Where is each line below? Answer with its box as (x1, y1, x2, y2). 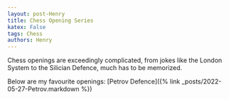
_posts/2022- (181, 77, 222, 86)
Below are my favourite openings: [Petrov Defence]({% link (7, 77, 181, 86)
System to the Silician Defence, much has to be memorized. (7, 64, 183, 72)
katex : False (7, 23, 46, 30)
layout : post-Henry (7, 10, 65, 18)
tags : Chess (7, 30, 43, 37)
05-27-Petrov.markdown (7, 85, 80, 93)
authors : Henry (7, 37, 53, 44)
